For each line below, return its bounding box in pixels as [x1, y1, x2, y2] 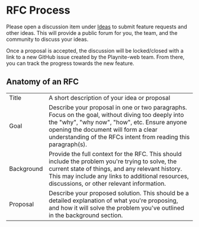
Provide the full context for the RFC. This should [48, 150, 182, 158]
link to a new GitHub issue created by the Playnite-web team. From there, [6, 53, 185, 60]
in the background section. [48, 211, 123, 219]
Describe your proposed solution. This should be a [48, 189, 190, 197]
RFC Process [6, 4, 70, 17]
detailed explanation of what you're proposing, [48, 196, 178, 205]
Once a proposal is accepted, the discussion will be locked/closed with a [6, 47, 184, 54]
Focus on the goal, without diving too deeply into [48, 111, 184, 119]
